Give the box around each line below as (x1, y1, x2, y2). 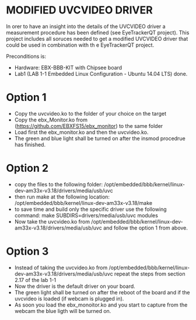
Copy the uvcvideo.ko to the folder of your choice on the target (14, 110, 167, 117)
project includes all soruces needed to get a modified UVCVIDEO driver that (6, 35, 188, 42)
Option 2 (6, 162, 48, 175)
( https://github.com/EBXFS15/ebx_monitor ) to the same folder (14, 122, 163, 129)
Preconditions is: (6, 53, 47, 60)
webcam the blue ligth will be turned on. (14, 307, 111, 314)
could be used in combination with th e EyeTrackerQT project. (6, 41, 155, 48)
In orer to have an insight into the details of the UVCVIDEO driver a (6, 23, 166, 30)
